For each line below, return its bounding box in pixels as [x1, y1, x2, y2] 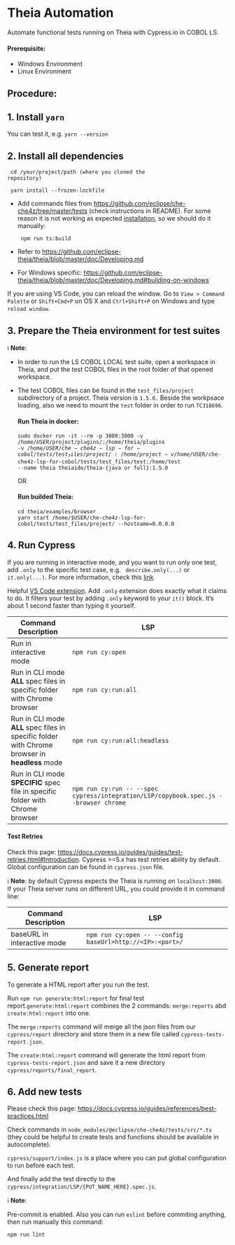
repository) [7, 175, 42, 182]
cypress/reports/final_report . [7, 1066, 97, 1074]
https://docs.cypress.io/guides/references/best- [77, 1104, 217, 1113]
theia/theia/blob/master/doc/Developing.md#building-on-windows [17, 276, 210, 284]
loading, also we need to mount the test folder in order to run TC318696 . [17, 401, 224, 409]
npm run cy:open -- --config [86, 931, 183, 939]
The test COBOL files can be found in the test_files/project [17, 386, 194, 394]
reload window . [7, 305, 50, 313]
